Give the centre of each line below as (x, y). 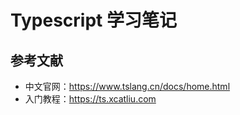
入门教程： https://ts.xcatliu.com (90, 99)
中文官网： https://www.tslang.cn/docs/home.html (127, 86)
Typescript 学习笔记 (93, 20)
